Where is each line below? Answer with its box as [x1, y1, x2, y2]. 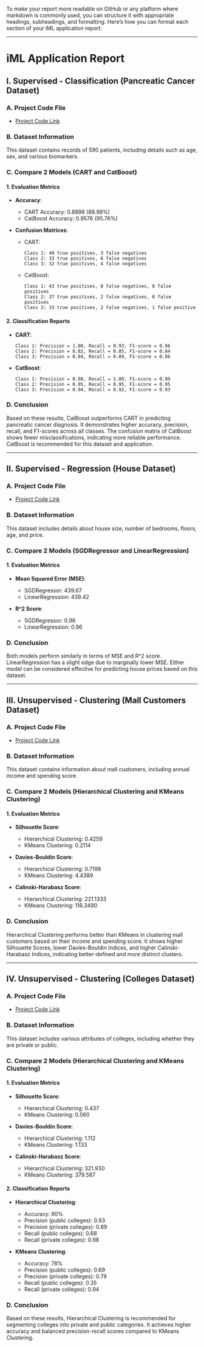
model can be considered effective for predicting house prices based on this [6, 665, 198, 673]
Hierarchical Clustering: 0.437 [24, 1104, 100, 1111]
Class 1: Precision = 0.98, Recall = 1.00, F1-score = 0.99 [15, 376, 171, 382]
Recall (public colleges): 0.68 [24, 1230, 97, 1237]
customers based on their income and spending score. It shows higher [6, 937, 183, 945]
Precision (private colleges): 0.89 [24, 1223, 107, 1230]
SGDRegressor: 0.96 [24, 617, 76, 624]
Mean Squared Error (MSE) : [15, 575, 86, 582]
